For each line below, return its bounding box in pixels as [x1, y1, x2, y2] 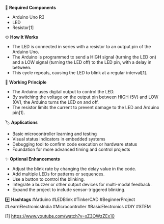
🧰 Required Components [5, 5, 56, 10]
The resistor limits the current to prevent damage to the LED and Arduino [12, 105, 160, 110]
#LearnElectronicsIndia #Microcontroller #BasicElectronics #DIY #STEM [5, 204, 151, 209]
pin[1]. [12, 110, 25, 115]
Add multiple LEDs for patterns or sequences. [12, 171, 105, 177]
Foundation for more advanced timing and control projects [12, 146, 131, 152]
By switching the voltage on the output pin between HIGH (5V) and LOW [12, 94, 159, 100]
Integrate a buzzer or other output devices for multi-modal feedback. [12, 182, 152, 187]
